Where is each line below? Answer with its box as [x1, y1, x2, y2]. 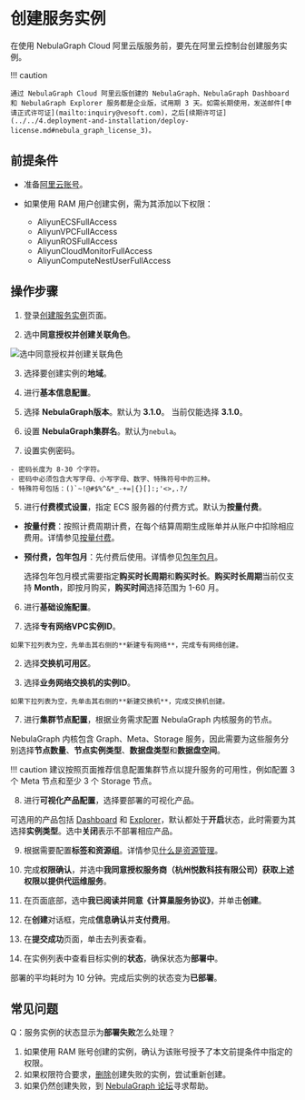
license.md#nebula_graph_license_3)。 [10, 126, 156, 135]
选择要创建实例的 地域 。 [23, 368, 112, 378]
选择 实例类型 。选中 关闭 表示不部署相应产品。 [10, 825, 178, 836]
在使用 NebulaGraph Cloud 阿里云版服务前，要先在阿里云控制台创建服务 [10, 40, 280, 51]
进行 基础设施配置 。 [23, 601, 96, 612]
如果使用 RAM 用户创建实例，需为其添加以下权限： [23, 197, 213, 209]
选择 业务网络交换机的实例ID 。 [23, 677, 135, 688]
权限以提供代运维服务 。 [23, 875, 112, 886]
